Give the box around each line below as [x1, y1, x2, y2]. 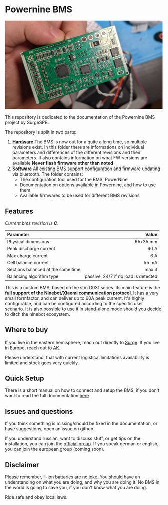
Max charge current [7, 252, 48, 259]
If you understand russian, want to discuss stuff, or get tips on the [5, 435, 141, 442]
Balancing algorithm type [7, 273, 59, 279]
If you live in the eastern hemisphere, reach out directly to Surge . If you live [5, 339, 160, 345]
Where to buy [5, 326, 48, 334]
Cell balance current [7, 259, 49, 265]
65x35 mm [134, 239, 158, 244]
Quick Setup [5, 374, 44, 382]
